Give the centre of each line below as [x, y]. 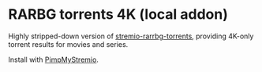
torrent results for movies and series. [68, 44]
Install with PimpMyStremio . [53, 59]
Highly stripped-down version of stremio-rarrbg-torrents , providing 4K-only [131, 36]
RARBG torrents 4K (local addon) [118, 14]
